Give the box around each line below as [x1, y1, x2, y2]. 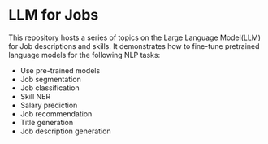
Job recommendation [19, 108, 93, 119]
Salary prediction [19, 100, 78, 110]
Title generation [19, 117, 74, 127]
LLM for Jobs [8, 6, 99, 24]
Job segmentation [19, 74, 81, 84]
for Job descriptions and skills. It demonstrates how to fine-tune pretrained [8, 41, 260, 50]
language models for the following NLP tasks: [8, 50, 161, 59]
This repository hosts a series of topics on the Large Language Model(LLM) [8, 33, 262, 42]
